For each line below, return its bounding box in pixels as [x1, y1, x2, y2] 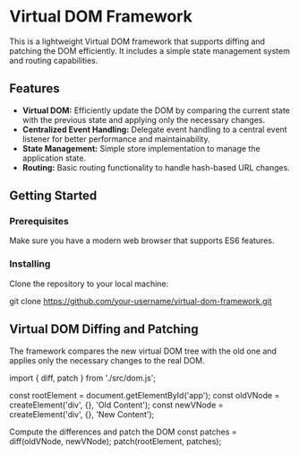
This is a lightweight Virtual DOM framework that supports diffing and [9, 36, 266, 47]
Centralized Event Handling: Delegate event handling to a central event [21, 124, 288, 135]
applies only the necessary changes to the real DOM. [9, 354, 205, 365]
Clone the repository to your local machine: [9, 278, 169, 289]
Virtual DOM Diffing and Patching [9, 321, 199, 337]
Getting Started [9, 188, 98, 204]
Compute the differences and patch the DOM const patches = [9, 426, 237, 437]
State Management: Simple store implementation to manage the [21, 143, 261, 153]
